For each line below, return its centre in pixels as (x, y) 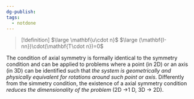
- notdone (24, 23)
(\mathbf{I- (153, 40)
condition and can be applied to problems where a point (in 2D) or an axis (97, 64)
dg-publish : (21, 12)
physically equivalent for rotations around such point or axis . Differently (95, 77)
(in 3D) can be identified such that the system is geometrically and (89, 71)
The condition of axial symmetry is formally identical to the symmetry (92, 58)
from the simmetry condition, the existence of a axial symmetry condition (97, 83)
